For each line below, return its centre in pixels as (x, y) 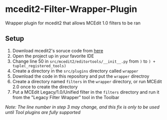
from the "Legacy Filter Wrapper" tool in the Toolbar (66, 97)
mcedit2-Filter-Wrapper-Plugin (71, 9)
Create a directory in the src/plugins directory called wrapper (75, 71)
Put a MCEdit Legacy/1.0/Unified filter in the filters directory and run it (86, 92)
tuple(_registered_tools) (39, 66)
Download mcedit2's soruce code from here (58, 50)
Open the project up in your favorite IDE (53, 56)
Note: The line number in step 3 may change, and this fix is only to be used (82, 107)
